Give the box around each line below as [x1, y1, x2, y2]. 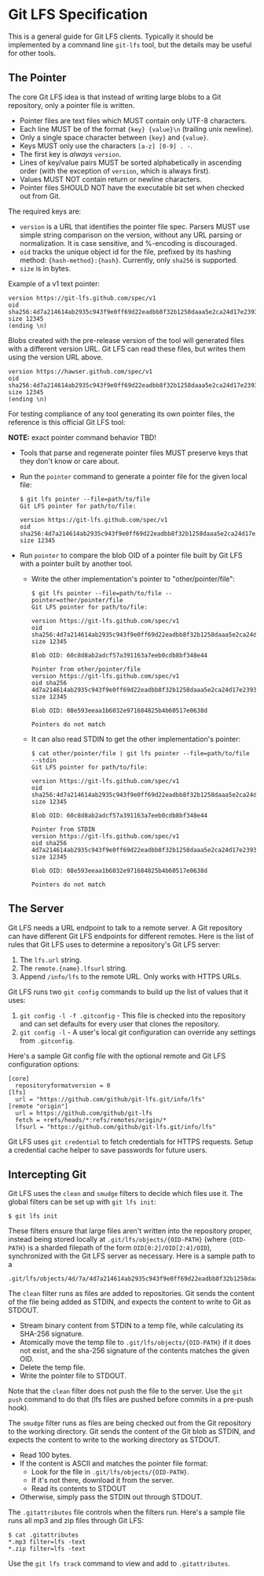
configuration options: [8, 1059, 80, 1069]
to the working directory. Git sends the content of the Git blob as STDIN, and [8, 1427, 255, 1436]
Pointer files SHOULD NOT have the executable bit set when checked [19, 183, 245, 192]
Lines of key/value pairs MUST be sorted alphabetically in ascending [19, 158, 242, 167]
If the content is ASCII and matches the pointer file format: [19, 1459, 208, 1468]
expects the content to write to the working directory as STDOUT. [8, 1435, 221, 1444]
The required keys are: [8, 207, 82, 216]
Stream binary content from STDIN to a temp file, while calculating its [19, 1321, 244, 1330]
